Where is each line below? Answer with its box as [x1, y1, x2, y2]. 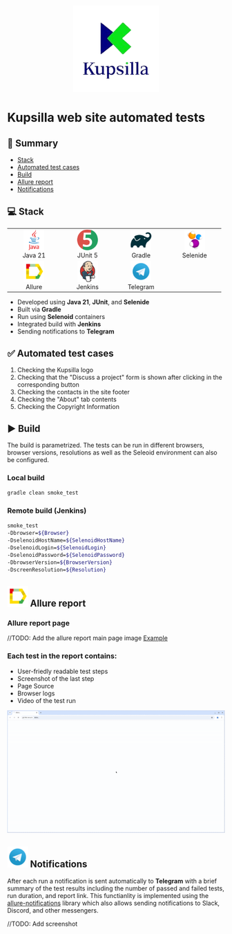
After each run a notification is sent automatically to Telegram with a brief [7, 877, 217, 885]
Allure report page [7, 618, 70, 628]
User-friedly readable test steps [17, 667, 108, 675]
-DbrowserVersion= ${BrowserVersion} [7, 559, 113, 566]
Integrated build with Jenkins [17, 320, 101, 329]
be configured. [7, 455, 50, 464]
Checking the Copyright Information [17, 403, 119, 411]
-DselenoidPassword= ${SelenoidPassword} [7, 551, 126, 558]
